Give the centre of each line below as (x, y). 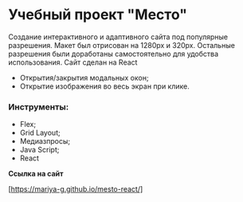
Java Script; (39, 150)
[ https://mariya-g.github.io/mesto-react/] (76, 189)
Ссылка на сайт (36, 174)
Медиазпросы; (45, 141)
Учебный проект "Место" (98, 15)
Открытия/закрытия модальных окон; (84, 77)
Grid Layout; (40, 133)
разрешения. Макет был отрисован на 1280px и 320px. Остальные (121, 45)
